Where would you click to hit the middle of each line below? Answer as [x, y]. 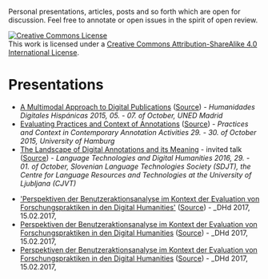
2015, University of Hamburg [67, 141]
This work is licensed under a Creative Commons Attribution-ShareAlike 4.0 [133, 44]
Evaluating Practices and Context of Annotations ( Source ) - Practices [134, 124]
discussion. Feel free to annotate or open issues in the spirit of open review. [133, 20]
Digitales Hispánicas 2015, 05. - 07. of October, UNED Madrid [121, 115]
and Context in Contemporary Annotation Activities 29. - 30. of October [138, 132]
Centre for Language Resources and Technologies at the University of [136, 174]
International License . [44, 52]
